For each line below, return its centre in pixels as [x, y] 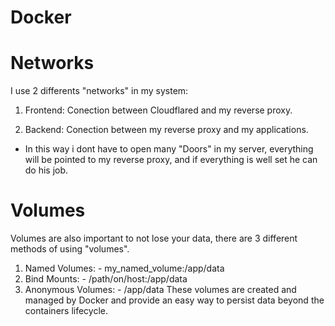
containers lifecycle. [66, 311]
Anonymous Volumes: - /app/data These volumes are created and [160, 290]
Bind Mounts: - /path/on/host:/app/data [106, 279]
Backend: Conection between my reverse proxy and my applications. [166, 130]
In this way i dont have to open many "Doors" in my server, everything [169, 149]
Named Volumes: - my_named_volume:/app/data [124, 268]
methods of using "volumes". [70, 249]
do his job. [46, 170]
